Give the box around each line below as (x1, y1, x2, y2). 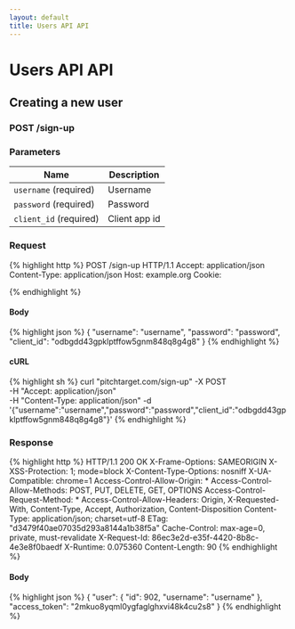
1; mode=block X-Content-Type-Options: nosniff (69, 466, 247, 477)
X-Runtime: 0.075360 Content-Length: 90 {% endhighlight (64, 542, 278, 552)
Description (108, 168, 160, 181)
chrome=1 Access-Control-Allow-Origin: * (55, 476, 210, 486)
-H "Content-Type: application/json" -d (9, 396, 152, 405)
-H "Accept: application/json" (9, 386, 117, 396)
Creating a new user (9, 95, 124, 110)
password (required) (13, 198, 95, 210)
